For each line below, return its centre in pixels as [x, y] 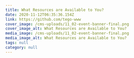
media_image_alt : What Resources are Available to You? [66, 38]
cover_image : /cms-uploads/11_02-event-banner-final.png [67, 24]
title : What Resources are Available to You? [54, 10]
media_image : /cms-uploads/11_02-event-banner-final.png [67, 33]
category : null [21, 47]
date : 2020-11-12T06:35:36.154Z [40, 15]
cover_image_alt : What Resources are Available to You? [66, 29]
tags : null [17, 43]
